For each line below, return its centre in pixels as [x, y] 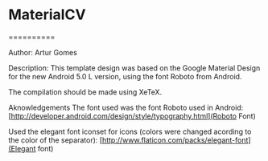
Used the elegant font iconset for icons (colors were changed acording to [130, 131]
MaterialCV [47, 15]
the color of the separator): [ [56, 140]
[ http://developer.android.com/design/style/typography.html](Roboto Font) [132, 116]
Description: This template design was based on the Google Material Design [134, 68]
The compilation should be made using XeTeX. [85, 92]
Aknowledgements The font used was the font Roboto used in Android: [126, 107]
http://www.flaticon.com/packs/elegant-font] [176, 140]
